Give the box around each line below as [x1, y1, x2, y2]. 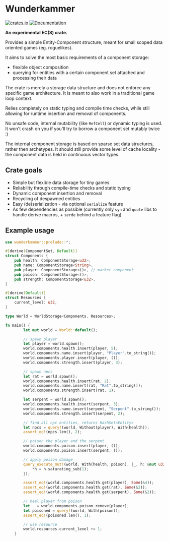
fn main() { [5, 323, 30, 328]
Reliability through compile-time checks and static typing [12, 185, 131, 191]
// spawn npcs [23, 369, 53, 374]
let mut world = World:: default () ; [23, 327, 98, 333]
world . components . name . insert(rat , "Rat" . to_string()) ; [23, 383, 143, 388]
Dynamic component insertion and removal [12, 190, 102, 196]
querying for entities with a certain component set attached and [12, 69, 145, 76]
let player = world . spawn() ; [23, 341, 84, 346]
